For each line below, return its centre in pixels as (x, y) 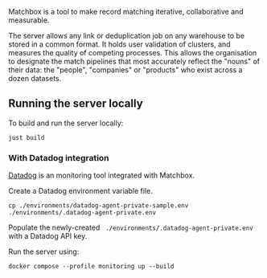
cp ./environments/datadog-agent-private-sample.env (99, 206)
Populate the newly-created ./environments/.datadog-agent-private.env (131, 227)
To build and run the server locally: (66, 123)
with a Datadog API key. (48, 236)
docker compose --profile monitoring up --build (91, 267)
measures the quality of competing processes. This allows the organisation (133, 53)
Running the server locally (76, 104)
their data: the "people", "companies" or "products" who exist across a (125, 70)
